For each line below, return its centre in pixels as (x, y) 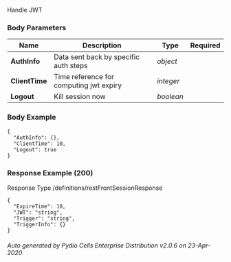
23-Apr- (199, 245)
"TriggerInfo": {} (40, 224)
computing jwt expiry (88, 85)
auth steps (71, 66)
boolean (170, 97)
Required (205, 45)
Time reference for (84, 77)
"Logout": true (35, 150)
